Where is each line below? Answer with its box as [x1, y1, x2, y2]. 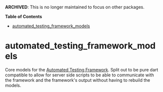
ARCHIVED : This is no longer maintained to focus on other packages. [5, 4, 145, 10]
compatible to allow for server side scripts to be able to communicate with [5, 72, 154, 78]
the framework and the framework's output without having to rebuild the [5, 77, 150, 83]
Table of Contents [5, 14, 42, 19]
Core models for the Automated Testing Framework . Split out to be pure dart [5, 67, 159, 72]
